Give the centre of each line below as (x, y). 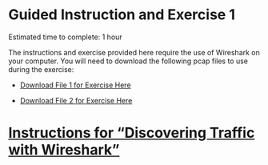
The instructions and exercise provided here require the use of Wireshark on (134, 52)
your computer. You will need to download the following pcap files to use (128, 61)
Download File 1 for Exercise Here (75, 85)
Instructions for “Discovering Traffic (132, 133)
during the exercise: (41, 69)
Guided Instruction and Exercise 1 (122, 15)
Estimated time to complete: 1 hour (65, 37)
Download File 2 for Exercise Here (76, 100)
